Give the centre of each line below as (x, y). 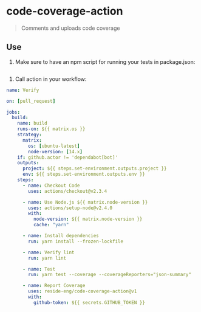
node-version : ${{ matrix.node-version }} (88, 219)
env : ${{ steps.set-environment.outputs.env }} (84, 175)
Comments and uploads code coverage (70, 28)
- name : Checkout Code (51, 185)
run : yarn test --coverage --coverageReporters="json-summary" (110, 275)
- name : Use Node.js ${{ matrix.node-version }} (85, 202)
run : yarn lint (47, 258)
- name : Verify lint (48, 252)
